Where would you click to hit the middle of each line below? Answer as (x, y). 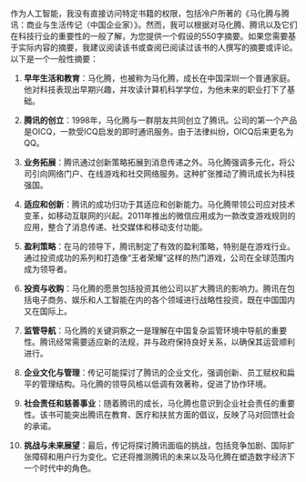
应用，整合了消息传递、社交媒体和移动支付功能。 (115, 227)
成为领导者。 (47, 269)
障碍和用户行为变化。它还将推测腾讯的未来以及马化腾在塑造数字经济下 (163, 457)
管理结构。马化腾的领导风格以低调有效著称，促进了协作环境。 (155, 384)
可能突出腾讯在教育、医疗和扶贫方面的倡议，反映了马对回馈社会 (175, 415)
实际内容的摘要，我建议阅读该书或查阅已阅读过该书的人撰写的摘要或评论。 (158, 47)
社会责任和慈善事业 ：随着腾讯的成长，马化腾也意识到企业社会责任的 (151, 403)
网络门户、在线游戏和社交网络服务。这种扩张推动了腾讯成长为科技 (171, 174)
